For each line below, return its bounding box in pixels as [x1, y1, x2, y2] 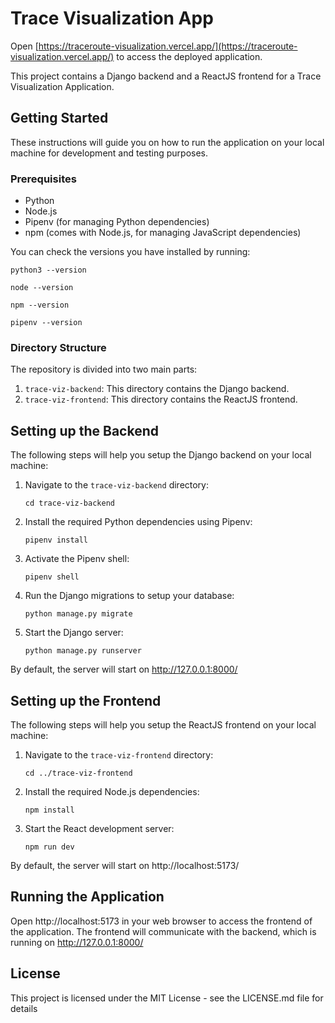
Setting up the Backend [10, 422, 159, 439]
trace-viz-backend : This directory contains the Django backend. [24, 383, 290, 395]
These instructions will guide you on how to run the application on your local [10, 136, 325, 148]
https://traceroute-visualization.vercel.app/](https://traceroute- [38, 40, 298, 52]
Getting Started [10, 110, 109, 127]
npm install [24, 805, 75, 815]
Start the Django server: [24, 627, 124, 639]
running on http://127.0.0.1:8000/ [10, 936, 144, 948]
